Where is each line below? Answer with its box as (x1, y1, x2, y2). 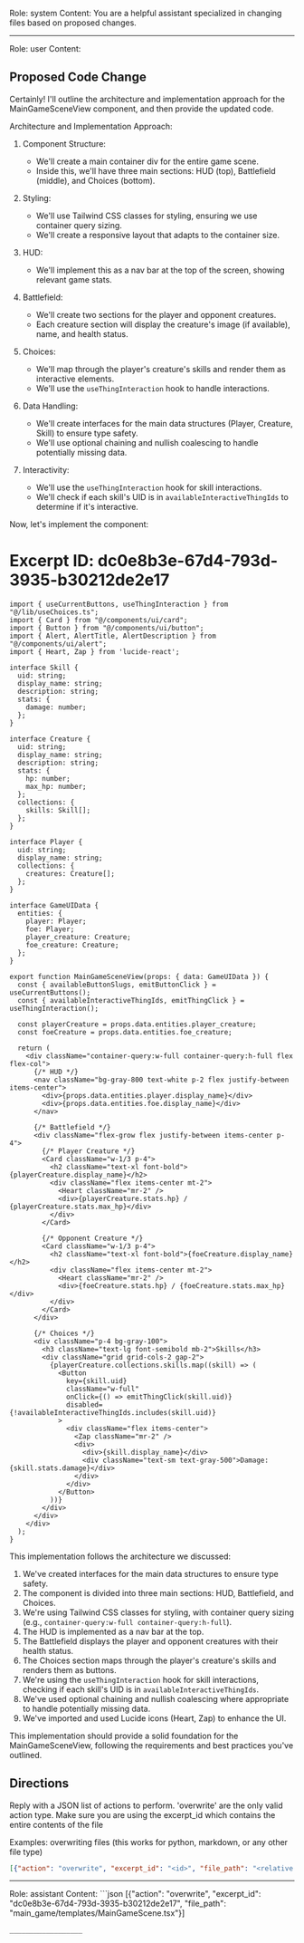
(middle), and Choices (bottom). (35, 175, 156, 186)
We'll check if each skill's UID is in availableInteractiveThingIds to (35, 491, 290, 502)
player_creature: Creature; (25, 932, 131, 941)
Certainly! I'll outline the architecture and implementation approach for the (9, 93, 285, 104)
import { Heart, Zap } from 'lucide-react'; (9, 647, 180, 656)
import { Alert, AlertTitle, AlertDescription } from (9, 631, 217, 640)
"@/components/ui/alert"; (9, 639, 107, 649)
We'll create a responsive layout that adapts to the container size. (35, 229, 280, 240)
